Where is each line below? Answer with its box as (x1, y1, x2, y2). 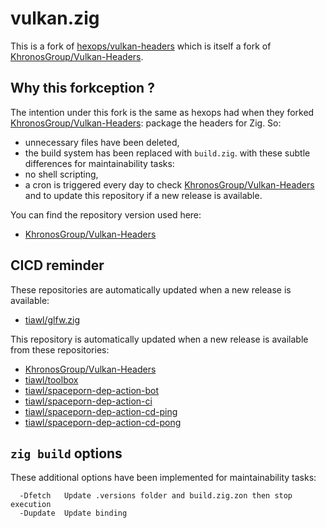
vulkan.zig (10, 7, 100, 30)
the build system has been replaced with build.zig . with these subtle (24, 147, 311, 159)
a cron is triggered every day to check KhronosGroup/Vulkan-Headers (24, 178, 315, 191)
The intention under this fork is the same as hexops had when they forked (10, 106, 315, 118)
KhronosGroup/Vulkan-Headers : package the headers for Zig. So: (10, 117, 282, 129)
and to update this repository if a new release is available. (24, 189, 263, 201)
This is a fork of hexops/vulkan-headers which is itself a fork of (10, 40, 272, 52)
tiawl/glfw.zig (24, 313, 81, 326)
